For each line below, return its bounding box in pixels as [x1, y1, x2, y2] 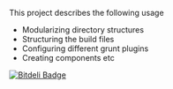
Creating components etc [21, 53, 115, 63]
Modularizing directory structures [21, 25, 144, 34]
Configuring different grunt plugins [21, 43, 149, 54]
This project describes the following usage [9, 8, 165, 18]
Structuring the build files [21, 34, 115, 44]
